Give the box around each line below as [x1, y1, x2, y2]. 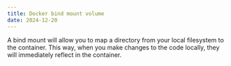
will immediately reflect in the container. [7, 50, 122, 59]
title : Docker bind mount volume [7, 10, 105, 17]
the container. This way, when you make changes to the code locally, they [7, 43, 220, 51]
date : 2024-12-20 [7, 17, 58, 24]
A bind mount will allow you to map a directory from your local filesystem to [7, 35, 225, 44]
